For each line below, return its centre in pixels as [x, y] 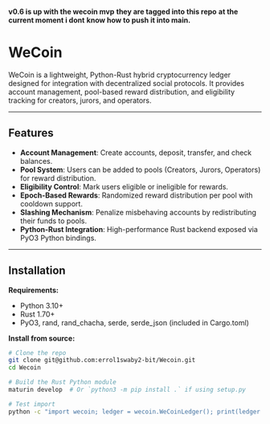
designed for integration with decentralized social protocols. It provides [127, 83]
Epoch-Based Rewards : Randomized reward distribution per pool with [136, 195]
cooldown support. [51, 203]
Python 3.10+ [42, 305]
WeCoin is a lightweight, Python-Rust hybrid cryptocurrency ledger [120, 75]
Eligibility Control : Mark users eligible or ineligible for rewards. [124, 186]
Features [31, 133]
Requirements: [33, 290]
